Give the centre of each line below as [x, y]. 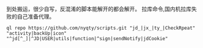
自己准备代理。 [36, 16]
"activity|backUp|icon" [37, 33]
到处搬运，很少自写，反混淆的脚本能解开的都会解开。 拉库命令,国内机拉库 [99, 9]
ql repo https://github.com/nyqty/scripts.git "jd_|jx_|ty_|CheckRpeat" [101, 28]
